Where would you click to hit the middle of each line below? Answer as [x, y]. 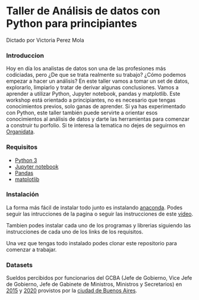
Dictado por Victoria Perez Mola [45, 40]
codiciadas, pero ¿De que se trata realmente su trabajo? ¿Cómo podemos [96, 75]
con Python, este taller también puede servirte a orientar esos [82, 113]
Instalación [23, 195]
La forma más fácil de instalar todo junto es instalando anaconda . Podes [94, 207]
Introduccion [25, 55]
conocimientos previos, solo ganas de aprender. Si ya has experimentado [96, 107]
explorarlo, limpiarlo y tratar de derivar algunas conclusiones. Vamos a [93, 87]
